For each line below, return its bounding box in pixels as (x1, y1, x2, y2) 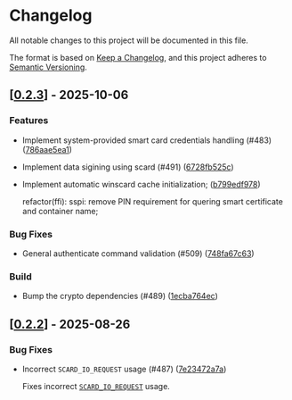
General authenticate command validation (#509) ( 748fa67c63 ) (21, 247, 255, 259)
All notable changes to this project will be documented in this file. (9, 35, 249, 46)
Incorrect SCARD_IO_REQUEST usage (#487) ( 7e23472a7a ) (21, 363, 227, 374)
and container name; (21, 205, 99, 216)
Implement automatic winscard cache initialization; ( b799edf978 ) (21, 179, 261, 189)
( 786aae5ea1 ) (21, 144, 73, 154)
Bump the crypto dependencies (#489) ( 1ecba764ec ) (21, 291, 218, 302)
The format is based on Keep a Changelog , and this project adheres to (9, 52, 267, 62)
